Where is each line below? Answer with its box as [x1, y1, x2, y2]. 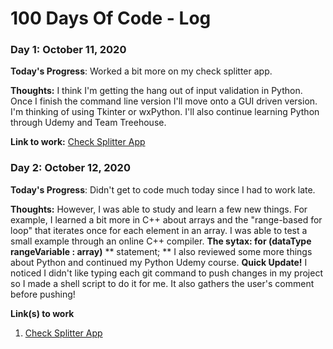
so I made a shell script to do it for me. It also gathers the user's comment [10, 277, 315, 289]
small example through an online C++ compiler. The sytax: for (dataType [10, 235, 312, 247]
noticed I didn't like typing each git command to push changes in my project [10, 267, 324, 279]
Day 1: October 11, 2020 [10, 43, 127, 57]
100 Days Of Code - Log [10, 7, 212, 30]
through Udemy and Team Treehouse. [10, 117, 167, 129]
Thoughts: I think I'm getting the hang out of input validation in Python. [10, 85, 303, 97]
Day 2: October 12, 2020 [10, 161, 131, 175]
